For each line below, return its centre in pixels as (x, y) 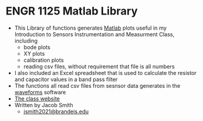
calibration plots (44, 60)
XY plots (34, 53)
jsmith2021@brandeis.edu (56, 111)
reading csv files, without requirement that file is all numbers (99, 66)
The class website (37, 99)
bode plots (37, 47)
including (26, 41)
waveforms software (40, 92)
